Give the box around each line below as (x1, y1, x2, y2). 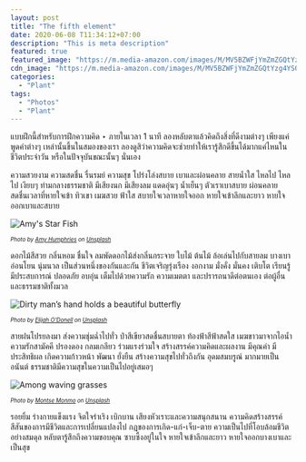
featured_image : (10, 55, 72, 64)
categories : (10, 73, 55, 82)
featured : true (10, 47, 68, 56)
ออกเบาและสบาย (10, 201, 60, 211)
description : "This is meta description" (10, 38, 170, 48)
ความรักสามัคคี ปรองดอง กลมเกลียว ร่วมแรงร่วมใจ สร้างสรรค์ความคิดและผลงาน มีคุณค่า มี (10, 341, 277, 352)
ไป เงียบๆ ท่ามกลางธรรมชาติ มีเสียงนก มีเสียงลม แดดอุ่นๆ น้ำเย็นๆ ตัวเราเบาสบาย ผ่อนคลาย (10, 180, 278, 191)
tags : (10, 89, 31, 98)
